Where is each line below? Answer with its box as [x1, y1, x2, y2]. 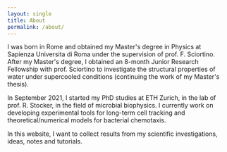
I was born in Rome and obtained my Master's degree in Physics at [7, 43, 202, 51]
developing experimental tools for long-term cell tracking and [7, 108, 185, 117]
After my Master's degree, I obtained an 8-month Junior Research [7, 58, 199, 66]
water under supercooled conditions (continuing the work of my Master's [7, 72, 220, 81]
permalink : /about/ [7, 23, 65, 30]
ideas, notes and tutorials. [7, 137, 82, 146]
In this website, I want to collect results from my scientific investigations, [7, 129, 218, 138]
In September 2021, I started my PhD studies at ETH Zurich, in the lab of [7, 94, 216, 102]
